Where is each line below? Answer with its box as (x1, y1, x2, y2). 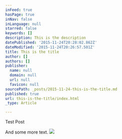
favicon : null (9, 82, 39, 87)
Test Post (5, 119, 25, 125)
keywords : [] (5, 31, 32, 36)
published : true (5, 91, 39, 96)
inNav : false (5, 17, 32, 22)
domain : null (9, 73, 37, 78)
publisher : (5, 63, 28, 68)
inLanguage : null (5, 21, 41, 27)
